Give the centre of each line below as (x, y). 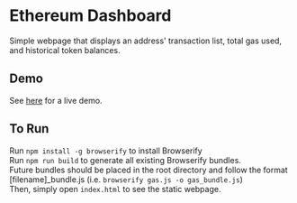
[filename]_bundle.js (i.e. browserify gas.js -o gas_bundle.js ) (126, 179)
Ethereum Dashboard (90, 16)
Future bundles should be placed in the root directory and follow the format (148, 170)
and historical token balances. (65, 50)
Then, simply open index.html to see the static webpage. (115, 189)
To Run (29, 129)
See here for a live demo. (56, 100)
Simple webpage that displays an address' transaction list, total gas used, (145, 41)
